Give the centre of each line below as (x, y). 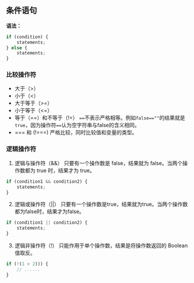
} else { (17, 48)
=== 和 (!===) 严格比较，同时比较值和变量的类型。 (76, 132)
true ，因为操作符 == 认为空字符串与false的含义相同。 (77, 125)
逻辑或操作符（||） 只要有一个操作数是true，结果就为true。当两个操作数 (101, 204)
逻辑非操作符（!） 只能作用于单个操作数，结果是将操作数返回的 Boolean (101, 246)
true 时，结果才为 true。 (66, 170)
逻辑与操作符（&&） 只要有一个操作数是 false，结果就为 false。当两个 (98, 163)
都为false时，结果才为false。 (50, 212)
